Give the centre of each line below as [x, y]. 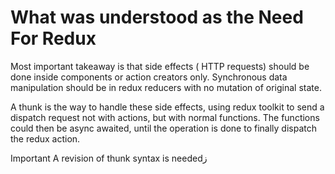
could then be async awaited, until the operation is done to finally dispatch [163, 128]
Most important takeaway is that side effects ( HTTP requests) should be [160, 66]
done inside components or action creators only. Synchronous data [149, 77]
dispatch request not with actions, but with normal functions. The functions [165, 117]
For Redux [53, 38]
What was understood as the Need [157, 17]
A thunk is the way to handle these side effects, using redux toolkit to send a [167, 107]
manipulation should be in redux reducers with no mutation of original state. [166, 87]
